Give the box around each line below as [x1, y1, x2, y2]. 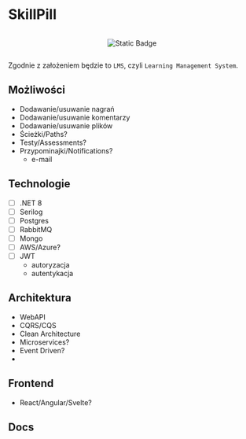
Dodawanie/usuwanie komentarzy [19, 113, 130, 122]
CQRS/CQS [19, 320, 57, 330]
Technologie [8, 177, 71, 190]
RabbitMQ [19, 224, 53, 234]
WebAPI [19, 312, 46, 322]
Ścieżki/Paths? [19, 129, 68, 138]
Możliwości [8, 83, 65, 97]
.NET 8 [19, 198, 42, 208]
